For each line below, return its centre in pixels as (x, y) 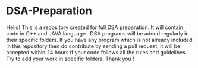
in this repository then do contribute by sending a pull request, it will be (93, 46)
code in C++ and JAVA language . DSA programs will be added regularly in (98, 33)
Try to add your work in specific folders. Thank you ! (70, 59)
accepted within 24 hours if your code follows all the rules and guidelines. (97, 52)
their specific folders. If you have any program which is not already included (99, 40)
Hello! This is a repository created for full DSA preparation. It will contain (95, 27)
